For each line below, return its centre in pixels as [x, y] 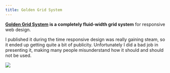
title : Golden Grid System [34, 10]
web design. [18, 29]
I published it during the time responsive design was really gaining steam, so [85, 39]
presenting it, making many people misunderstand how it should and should [84, 50]
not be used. [19, 55]
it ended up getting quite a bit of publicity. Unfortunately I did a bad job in [82, 45]
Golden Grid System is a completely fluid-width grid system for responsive [85, 24]
